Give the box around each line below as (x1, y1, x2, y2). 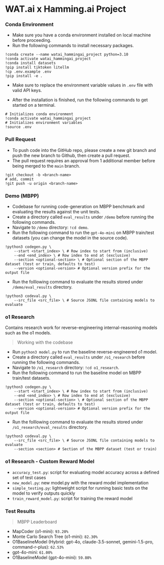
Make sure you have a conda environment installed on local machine (12, 32, 151, 38)
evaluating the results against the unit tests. (12, 209, 101, 215)
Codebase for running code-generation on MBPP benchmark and (12, 204, 145, 209)
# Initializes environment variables (5, 120, 82, 125)
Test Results (5, 507, 35, 514)
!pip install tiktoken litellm (5, 65, 69, 70)
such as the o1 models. (5, 330, 52, 336)
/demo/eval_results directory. (12, 284, 73, 290)
